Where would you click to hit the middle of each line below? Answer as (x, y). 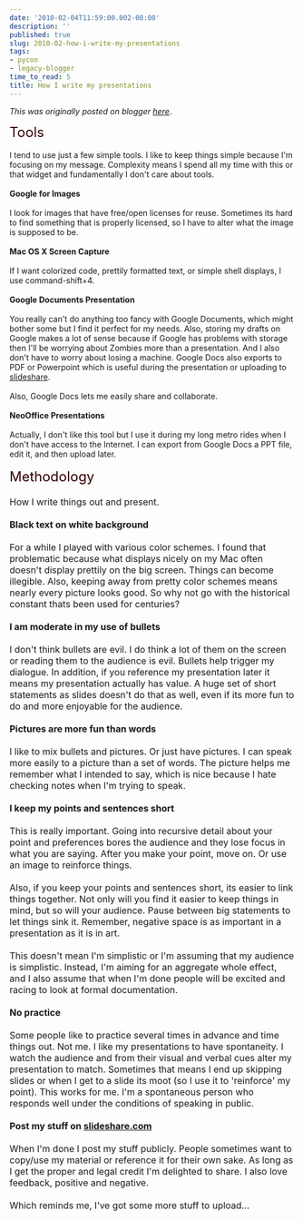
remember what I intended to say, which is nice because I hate (143, 774)
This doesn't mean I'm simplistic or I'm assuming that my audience (152, 956)
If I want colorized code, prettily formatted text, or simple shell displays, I (145, 271)
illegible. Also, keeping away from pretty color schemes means (144, 581)
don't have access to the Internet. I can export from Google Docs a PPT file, (151, 444)
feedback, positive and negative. (79, 1183)
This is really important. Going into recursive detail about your (141, 831)
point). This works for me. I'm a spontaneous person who (132, 1092)
